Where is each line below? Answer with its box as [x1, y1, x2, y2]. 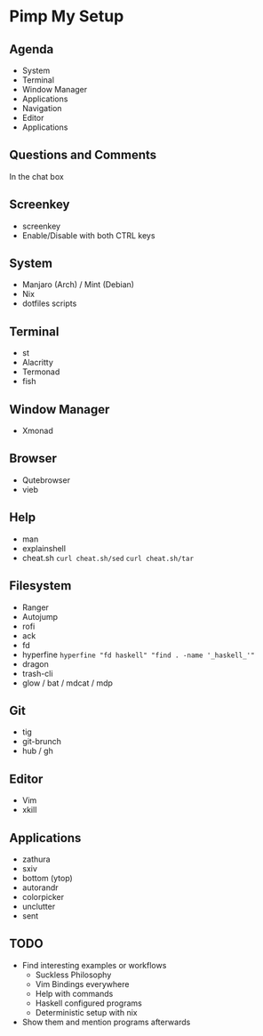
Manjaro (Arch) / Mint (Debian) [21, 279, 135, 290]
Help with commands [35, 988, 114, 999]
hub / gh [21, 745, 53, 757]
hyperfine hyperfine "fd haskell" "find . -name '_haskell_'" [21, 649, 255, 660]
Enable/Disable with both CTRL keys [21, 229, 155, 241]
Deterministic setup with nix [35, 1007, 138, 1017]
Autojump [21, 611, 59, 622]
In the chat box [9, 171, 64, 181]
